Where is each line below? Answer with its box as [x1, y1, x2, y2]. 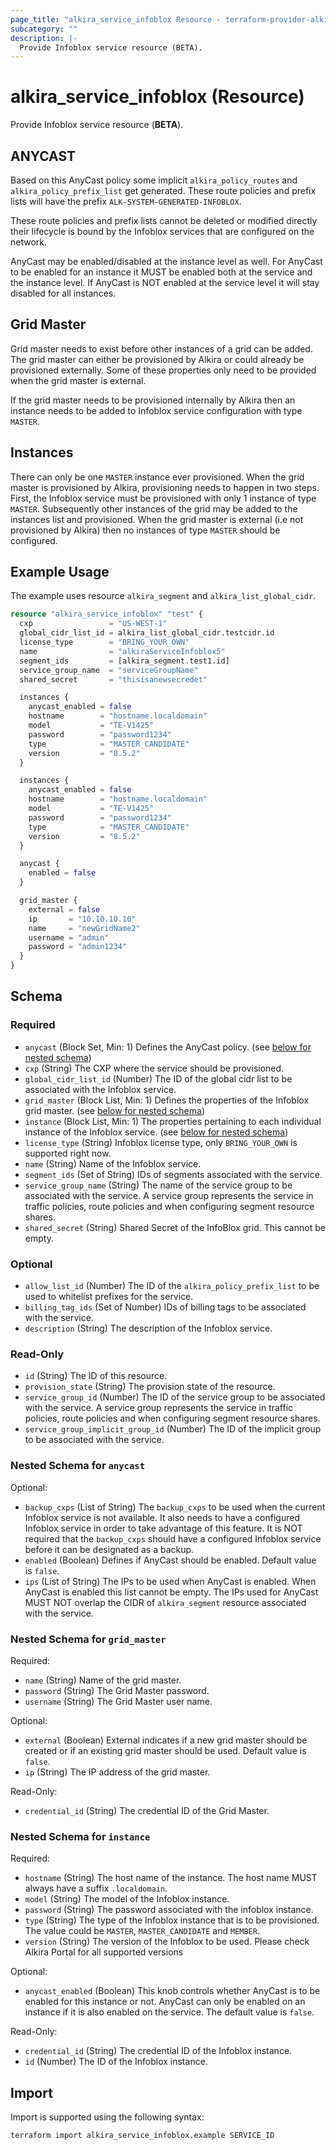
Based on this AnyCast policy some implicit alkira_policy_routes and [10, 174, 298, 186]
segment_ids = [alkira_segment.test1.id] [19, 656, 230, 666]
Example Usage [10, 564, 110, 581]
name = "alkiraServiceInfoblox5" [19, 646, 226, 656]
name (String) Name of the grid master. [24, 1674, 182, 1686]
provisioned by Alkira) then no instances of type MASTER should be [10, 524, 281, 536]
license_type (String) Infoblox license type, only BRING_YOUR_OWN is [24, 1136, 298, 1148]
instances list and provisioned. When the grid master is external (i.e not [10, 513, 304, 525]
